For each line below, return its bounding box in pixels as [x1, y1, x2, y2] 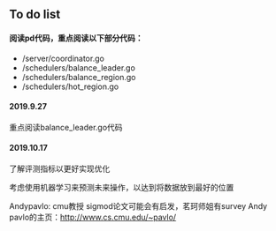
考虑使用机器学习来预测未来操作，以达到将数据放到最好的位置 [9, 183, 234, 192]
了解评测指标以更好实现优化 [9, 163, 111, 174]
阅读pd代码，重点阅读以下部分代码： [9, 33, 143, 43]
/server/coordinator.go [21, 53, 104, 63]
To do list [9, 7, 61, 22]
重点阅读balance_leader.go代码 [9, 122, 123, 132]
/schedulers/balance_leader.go [21, 62, 135, 73]
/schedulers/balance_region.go [21, 71, 136, 82]
